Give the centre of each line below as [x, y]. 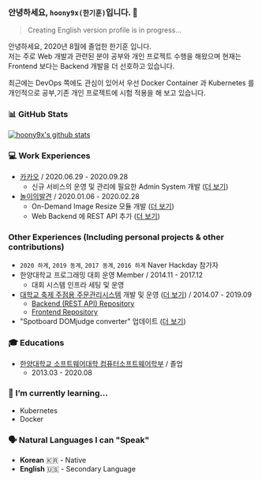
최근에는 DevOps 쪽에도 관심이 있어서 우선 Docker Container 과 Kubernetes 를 [131, 83]
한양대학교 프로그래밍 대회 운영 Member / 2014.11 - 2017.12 [111, 275]
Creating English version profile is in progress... [105, 30]
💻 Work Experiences [49, 156]
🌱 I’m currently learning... [58, 393]
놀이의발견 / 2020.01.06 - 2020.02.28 [79, 196]
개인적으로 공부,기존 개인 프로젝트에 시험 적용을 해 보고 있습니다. [107, 93]
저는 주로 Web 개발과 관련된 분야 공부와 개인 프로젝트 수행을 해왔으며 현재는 [125, 56]
